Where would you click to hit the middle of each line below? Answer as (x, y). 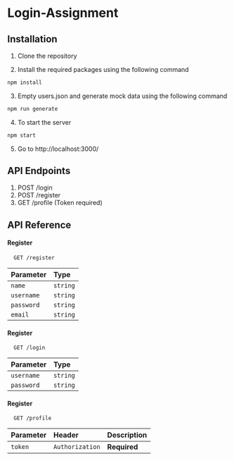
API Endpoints (39, 171)
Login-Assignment (63, 13)
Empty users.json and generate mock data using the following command (122, 96)
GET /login (30, 348)
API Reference (39, 225)
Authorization (77, 447)
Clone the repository (47, 56)
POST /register (39, 195)
